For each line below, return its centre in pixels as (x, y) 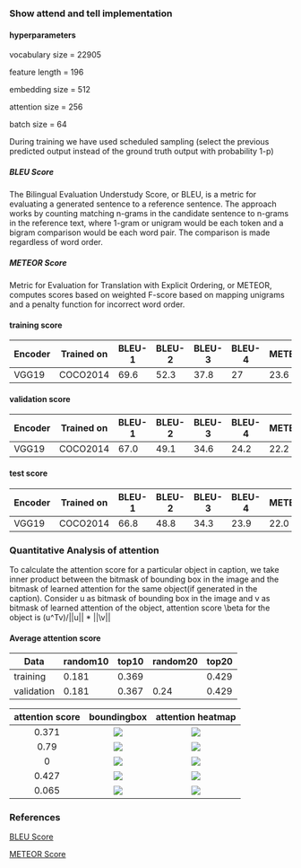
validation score (40, 399)
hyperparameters (43, 35)
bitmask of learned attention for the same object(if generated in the (133, 588)
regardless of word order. (56, 242)
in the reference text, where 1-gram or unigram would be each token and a (146, 224)
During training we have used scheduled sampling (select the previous (139, 142)
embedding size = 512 (50, 90)
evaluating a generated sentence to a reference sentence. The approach (143, 204)
